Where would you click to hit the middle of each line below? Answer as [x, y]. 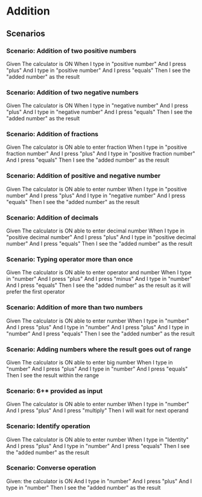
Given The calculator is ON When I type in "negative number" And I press [97, 106]
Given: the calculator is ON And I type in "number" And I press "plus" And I [99, 481]
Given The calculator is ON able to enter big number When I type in [90, 362]
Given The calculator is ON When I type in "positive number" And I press [96, 64]
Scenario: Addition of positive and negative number [84, 176]
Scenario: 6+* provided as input [55, 390]
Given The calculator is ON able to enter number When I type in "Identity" [97, 439]
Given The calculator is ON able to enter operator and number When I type [99, 272]
